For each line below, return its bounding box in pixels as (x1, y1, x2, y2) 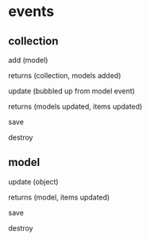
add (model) (8, 55, 48, 65)
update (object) (8, 176, 59, 186)
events (8, 2, 55, 21)
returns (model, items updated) (8, 192, 110, 202)
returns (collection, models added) (8, 71, 121, 80)
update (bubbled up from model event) (8, 86, 135, 96)
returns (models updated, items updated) (8, 102, 143, 111)
